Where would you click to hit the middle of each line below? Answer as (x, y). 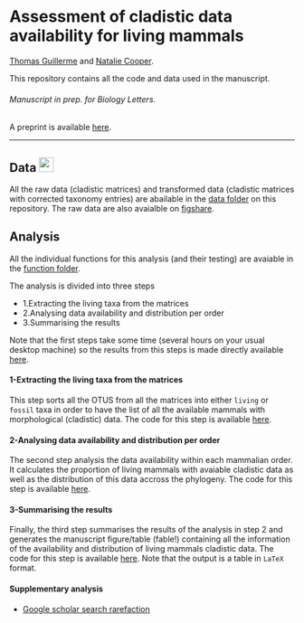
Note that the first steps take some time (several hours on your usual (137, 340)
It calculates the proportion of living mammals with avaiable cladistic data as (152, 470)
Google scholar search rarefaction (86, 609)
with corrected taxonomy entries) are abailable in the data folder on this (143, 198)
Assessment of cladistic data (121, 17)
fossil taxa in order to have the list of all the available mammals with (137, 410)
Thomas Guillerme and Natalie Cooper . (81, 61)
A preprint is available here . (60, 127)
